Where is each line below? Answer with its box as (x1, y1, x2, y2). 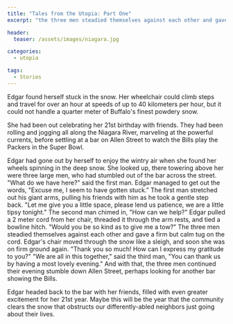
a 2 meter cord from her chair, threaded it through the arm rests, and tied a (7, 215, 221, 223)
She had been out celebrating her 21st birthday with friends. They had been (7, 121, 223, 129)
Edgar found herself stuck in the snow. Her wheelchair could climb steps (7, 92, 215, 101)
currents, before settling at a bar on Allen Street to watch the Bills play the (7, 135, 218, 144)
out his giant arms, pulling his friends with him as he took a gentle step (7, 193, 209, 201)
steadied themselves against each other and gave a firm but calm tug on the (7, 230, 225, 238)
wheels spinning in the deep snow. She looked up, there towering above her (7, 164, 224, 172)
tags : (7, 67, 23, 74)
